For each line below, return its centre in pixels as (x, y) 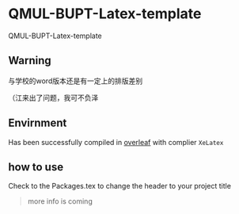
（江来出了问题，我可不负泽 (53, 97)
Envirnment (38, 123)
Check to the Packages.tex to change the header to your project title (120, 186)
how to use (36, 167)
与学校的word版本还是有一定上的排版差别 (76, 81)
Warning (30, 61)
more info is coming (60, 201)
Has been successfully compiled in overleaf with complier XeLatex (116, 142)
